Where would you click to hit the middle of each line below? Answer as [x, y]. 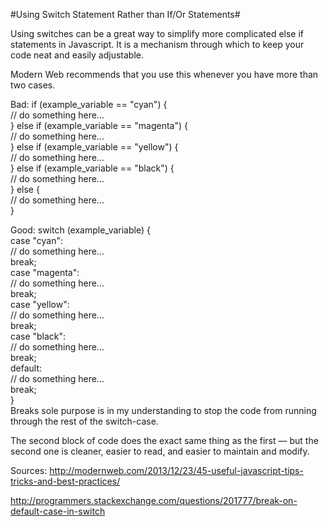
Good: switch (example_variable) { [80, 230]
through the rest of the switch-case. [84, 421]
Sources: [29, 470]
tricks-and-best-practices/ [65, 481]
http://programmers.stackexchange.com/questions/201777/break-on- [154, 500]
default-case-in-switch [58, 511]
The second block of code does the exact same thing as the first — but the [164, 440]
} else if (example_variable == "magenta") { [99, 125]
